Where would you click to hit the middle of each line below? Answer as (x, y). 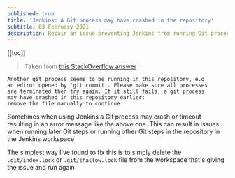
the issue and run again (41, 168)
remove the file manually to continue (64, 104)
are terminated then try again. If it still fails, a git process (106, 91)
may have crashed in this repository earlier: (76, 98)
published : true (31, 14)
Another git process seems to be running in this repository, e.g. (108, 80)
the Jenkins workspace (41, 139)
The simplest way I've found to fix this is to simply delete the (94, 153)
